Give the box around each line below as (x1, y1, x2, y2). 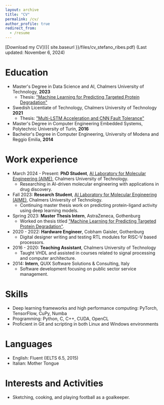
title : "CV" (5, 12, 30, 17)
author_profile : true (5, 21, 50, 26)
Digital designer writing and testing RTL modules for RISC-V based (19, 234, 157, 240)
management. (19, 271, 48, 277)
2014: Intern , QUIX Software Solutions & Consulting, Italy (12, 260, 130, 266)
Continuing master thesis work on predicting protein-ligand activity (19, 202, 158, 208)
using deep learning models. (19, 207, 79, 213)
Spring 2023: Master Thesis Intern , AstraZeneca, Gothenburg (12, 212, 141, 218)
